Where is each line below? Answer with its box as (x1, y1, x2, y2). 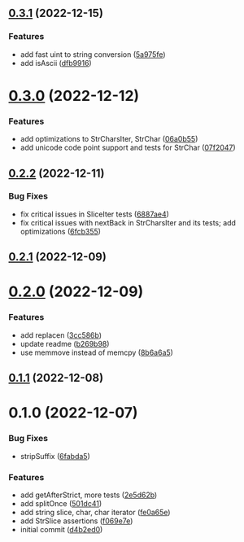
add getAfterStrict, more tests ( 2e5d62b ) (20, 490, 158, 500)
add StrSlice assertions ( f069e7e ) (20, 516, 133, 526)
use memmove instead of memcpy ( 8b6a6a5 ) (20, 347, 173, 357)
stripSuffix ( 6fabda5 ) (20, 451, 91, 461)
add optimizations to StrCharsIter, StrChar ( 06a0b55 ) (20, 134, 198, 144)
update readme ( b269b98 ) (20, 339, 110, 348)
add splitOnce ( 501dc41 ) (20, 498, 102, 508)
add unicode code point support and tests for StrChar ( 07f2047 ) (20, 142, 236, 153)
